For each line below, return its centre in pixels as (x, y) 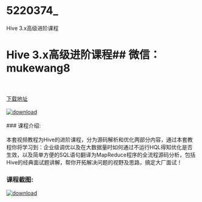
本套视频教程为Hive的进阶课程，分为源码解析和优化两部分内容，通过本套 (97, 140)
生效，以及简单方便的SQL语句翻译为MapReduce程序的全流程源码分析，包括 (101, 155)
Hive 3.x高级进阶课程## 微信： (83, 55)
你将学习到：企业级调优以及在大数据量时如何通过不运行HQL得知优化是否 (102, 147)
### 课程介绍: (24, 126)
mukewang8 (39, 68)
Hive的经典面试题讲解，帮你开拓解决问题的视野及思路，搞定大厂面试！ (94, 162)
